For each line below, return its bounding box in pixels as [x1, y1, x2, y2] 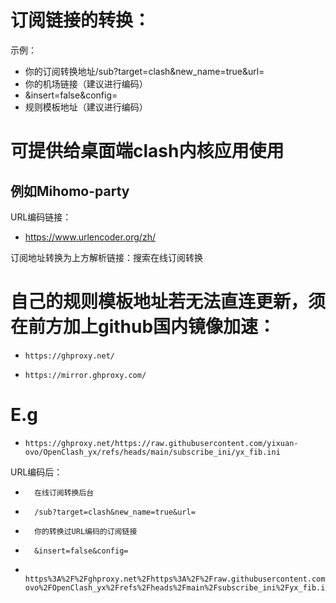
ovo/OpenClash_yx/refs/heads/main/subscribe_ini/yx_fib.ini [24, 447, 281, 457]
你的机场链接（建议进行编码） [24, 77, 148, 90]
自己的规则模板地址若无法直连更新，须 [10, 291, 327, 313]
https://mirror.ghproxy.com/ [24, 370, 147, 380]
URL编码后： [10, 466, 63, 478]
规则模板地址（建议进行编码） [24, 101, 148, 113]
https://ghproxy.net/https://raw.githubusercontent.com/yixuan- [24, 438, 299, 448]
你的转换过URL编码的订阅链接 [34, 526, 138, 536]
